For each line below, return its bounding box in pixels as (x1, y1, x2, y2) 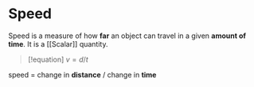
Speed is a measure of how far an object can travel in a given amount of (8, 31, 247, 40)
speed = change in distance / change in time (8, 70, 157, 79)
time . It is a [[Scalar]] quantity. (8, 39, 108, 48)
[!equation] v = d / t (27, 55, 89, 64)
